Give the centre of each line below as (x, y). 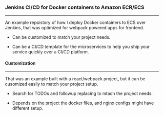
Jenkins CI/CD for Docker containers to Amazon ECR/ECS (75, 7)
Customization (20, 63)
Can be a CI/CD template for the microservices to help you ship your (81, 47)
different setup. (28, 108)
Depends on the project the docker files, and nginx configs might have (83, 103)
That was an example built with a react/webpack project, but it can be (75, 79)
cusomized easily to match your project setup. (52, 84)
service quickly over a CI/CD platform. (51, 52)
